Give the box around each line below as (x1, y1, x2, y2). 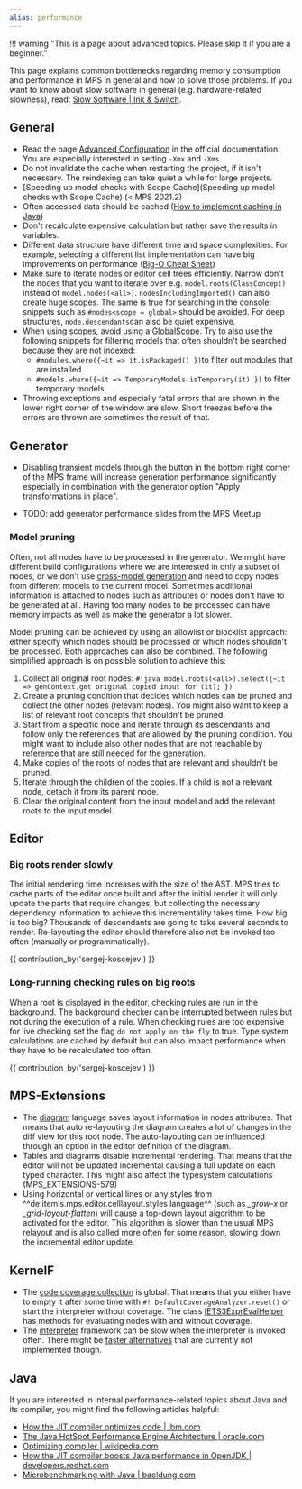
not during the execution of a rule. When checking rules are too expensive (9, 1016, 285, 1026)
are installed (35, 364, 82, 375)
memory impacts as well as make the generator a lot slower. (9, 609, 233, 620)
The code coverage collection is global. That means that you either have (22, 1287, 291, 1298)
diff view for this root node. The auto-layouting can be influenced (22, 1131, 266, 1142)
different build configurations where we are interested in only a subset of (9, 561, 280, 572)
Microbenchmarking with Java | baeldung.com (22, 1469, 197, 1480)
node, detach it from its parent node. (22, 786, 160, 796)
